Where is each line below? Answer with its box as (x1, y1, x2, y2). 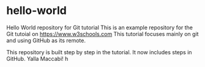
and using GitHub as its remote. (6, 37, 86, 44)
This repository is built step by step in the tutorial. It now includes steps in (6, 48, 192, 55)
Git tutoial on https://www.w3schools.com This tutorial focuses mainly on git (6, 30, 199, 37)
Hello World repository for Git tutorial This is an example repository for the (6, 24, 193, 31)
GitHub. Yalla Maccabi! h (6, 55, 69, 62)
